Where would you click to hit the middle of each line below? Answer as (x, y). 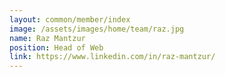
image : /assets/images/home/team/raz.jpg (97, 29)
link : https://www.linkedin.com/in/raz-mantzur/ (112, 57)
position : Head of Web (56, 47)
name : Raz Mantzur (47, 38)
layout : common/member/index (70, 19)
